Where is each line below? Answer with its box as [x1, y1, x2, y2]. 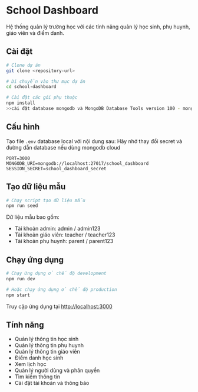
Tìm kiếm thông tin [14, 373, 61, 380]
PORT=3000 [6, 155, 31, 161]
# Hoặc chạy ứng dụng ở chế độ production [6, 286, 117, 293]
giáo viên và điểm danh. [6, 29, 65, 36]
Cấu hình [6, 122, 40, 132]
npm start [6, 292, 31, 298]
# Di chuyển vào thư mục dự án [6, 78, 85, 85]
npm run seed [6, 203, 38, 209]
